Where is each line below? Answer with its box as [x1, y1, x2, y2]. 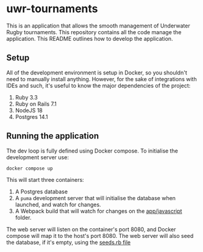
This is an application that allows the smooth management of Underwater [6, 22, 190, 29]
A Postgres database [15, 188, 68, 195]
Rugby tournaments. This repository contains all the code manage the [6, 28, 182, 35]
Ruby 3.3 [15, 93, 38, 101]
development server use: [6, 153, 69, 160]
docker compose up [6, 165, 53, 171]
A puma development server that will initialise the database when [15, 195, 176, 202]
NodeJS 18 [15, 106, 43, 114]
